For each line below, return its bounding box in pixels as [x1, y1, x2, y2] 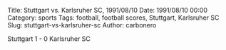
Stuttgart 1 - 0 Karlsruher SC [7, 35, 91, 43]
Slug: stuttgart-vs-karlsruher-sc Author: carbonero [7, 21, 157, 29]
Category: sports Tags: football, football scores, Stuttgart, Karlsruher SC [7, 13, 220, 22]
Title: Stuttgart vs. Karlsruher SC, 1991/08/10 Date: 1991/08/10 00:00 [7, 6, 208, 14]
